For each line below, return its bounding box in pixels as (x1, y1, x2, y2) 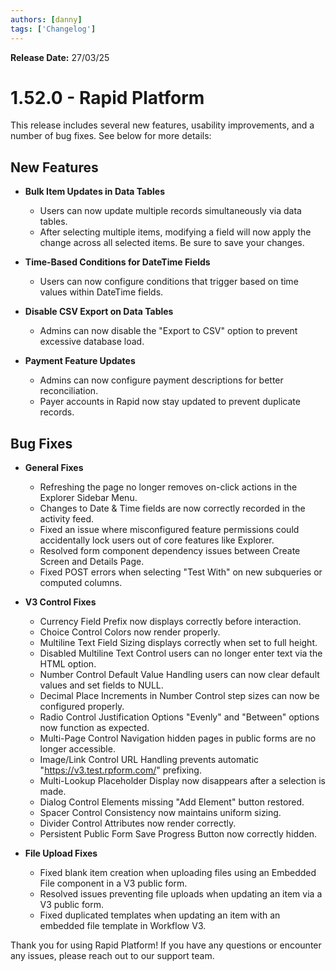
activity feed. (39, 513, 95, 525)
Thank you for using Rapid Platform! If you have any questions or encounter (10, 939, 322, 951)
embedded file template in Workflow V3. (39, 920, 207, 932)
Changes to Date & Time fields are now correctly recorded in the (39, 502, 306, 515)
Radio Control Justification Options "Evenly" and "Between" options (39, 711, 320, 723)
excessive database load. (39, 336, 145, 348)
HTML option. (39, 658, 97, 670)
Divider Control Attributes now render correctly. (39, 817, 237, 830)
